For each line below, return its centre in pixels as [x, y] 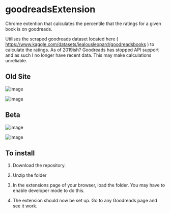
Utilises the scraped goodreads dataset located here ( [62, 39]
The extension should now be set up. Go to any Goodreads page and [85, 201]
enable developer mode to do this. [49, 191]
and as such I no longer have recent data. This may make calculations [78, 55]
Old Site [18, 77]
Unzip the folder [30, 175]
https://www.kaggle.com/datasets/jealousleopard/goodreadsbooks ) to [80, 44]
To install [20, 153]
